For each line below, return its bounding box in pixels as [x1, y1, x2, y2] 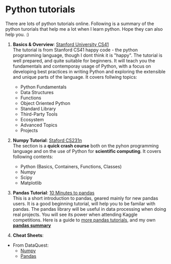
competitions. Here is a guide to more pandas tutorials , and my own [12, 216, 156, 223]
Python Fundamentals [20, 83, 67, 90]
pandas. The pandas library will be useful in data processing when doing [12, 206, 166, 212]
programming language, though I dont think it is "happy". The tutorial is [12, 52, 163, 58]
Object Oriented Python [20, 100, 71, 106]
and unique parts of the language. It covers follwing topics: [12, 74, 137, 80]
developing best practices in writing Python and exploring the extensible [12, 68, 166, 75]
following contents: [12, 153, 53, 160]
